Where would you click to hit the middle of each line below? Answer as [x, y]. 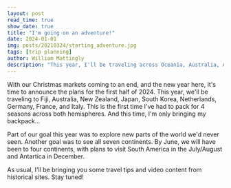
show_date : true [30, 26]
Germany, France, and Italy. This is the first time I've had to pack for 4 [106, 106]
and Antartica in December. [46, 156]
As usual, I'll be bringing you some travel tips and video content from [104, 169]
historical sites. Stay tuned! [45, 177]
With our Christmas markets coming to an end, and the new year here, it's [112, 84]
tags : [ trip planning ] [40, 52]
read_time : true [30, 20]
